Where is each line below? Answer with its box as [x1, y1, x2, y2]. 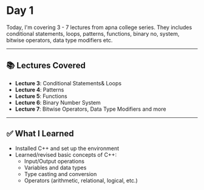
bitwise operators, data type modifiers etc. [6, 36, 113, 44]
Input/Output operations [24, 157, 85, 165]
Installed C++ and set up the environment [15, 145, 120, 152]
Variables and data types [24, 164, 87, 171]
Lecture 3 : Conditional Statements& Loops [15, 79, 122, 87]
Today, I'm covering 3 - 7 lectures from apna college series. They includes [6, 24, 192, 31]
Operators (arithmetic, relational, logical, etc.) [24, 177, 138, 184]
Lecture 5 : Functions [15, 92, 68, 100]
